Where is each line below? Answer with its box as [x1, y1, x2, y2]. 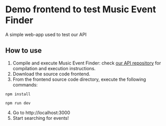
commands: [12, 81, 38, 88]
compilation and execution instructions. [12, 65, 96, 71]
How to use [5, 46, 42, 55]
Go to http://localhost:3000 [12, 109, 70, 116]
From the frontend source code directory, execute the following [12, 76, 147, 82]
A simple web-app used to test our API [5, 31, 87, 37]
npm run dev [5, 100, 31, 106]
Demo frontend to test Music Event [5, 4, 156, 15]
